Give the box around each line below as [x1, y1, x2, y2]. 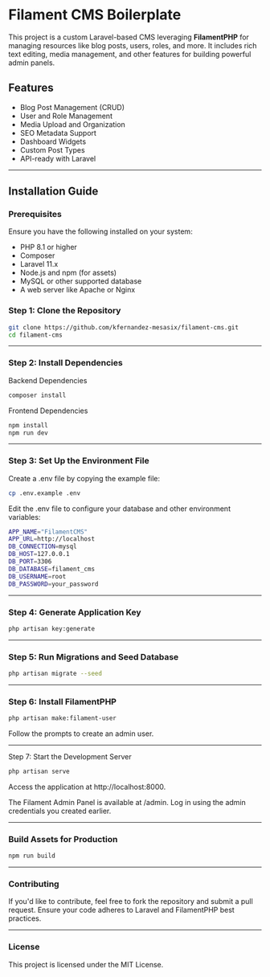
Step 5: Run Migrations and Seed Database [8, 651, 179, 662]
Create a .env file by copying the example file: [8, 473, 161, 483]
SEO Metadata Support [19, 128, 96, 137]
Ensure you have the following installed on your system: [8, 227, 193, 236]
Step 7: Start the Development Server [8, 752, 132, 762]
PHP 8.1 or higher [19, 243, 78, 252]
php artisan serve [8, 767, 70, 776]
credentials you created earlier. [8, 806, 112, 816]
